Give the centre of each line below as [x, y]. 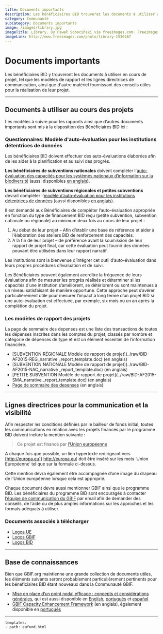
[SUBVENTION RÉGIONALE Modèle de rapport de [62, 354]
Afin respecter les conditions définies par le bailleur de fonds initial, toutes [79, 424]
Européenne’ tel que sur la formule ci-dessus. [50, 464]
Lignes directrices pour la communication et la [77, 405]
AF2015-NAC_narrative [35, 370]
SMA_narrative [27, 380]
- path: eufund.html [26, 627]
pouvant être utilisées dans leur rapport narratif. [60, 250]
